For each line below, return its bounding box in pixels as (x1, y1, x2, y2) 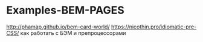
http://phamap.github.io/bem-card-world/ (6, 23, 110, 30)
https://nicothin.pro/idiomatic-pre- (111, 23, 197, 30)
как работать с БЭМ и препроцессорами (20, 29, 126, 36)
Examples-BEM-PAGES (6, 4, 125, 17)
